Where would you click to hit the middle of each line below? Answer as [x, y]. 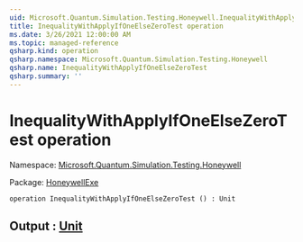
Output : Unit [46, 226]
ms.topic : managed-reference [64, 43]
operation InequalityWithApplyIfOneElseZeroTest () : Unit [123, 199]
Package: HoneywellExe [54, 182]
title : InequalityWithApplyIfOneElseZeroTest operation [116, 26]
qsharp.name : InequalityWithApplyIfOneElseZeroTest [108, 68]
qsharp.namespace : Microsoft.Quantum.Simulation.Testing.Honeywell [139, 59]
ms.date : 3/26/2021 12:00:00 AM [70, 34]
